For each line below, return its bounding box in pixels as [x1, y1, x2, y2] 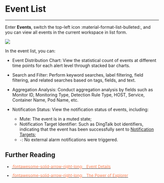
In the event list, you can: [5, 48, 56, 54]
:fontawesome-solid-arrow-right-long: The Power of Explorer [12, 172, 128, 178]
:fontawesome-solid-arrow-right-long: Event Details [12, 163, 111, 169]
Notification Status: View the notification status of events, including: [12, 106, 149, 112]
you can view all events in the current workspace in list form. [5, 29, 127, 35]
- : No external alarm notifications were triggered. [19, 137, 118, 142]
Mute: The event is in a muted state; [19, 116, 92, 122]
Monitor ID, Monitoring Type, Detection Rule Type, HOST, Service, [12, 92, 145, 98]
